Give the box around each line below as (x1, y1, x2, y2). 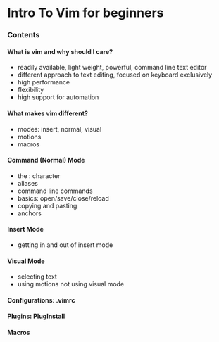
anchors (17, 209, 42, 217)
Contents (7, 30, 40, 40)
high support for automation (17, 93, 99, 101)
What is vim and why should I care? (7, 47, 113, 56)
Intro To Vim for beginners (7, 5, 164, 21)
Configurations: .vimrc (7, 296, 75, 304)
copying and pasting (17, 201, 77, 210)
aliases (17, 179, 39, 187)
